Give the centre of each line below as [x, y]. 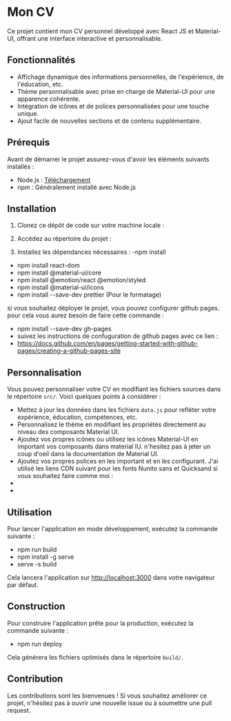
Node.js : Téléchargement [54, 179]
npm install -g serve [46, 557]
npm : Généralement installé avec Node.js [77, 187]
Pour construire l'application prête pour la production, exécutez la [100, 623]
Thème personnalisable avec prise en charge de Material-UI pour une [116, 91]
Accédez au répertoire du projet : [64, 239]
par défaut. [23, 585]
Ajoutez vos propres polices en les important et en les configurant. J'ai [118, 461]
